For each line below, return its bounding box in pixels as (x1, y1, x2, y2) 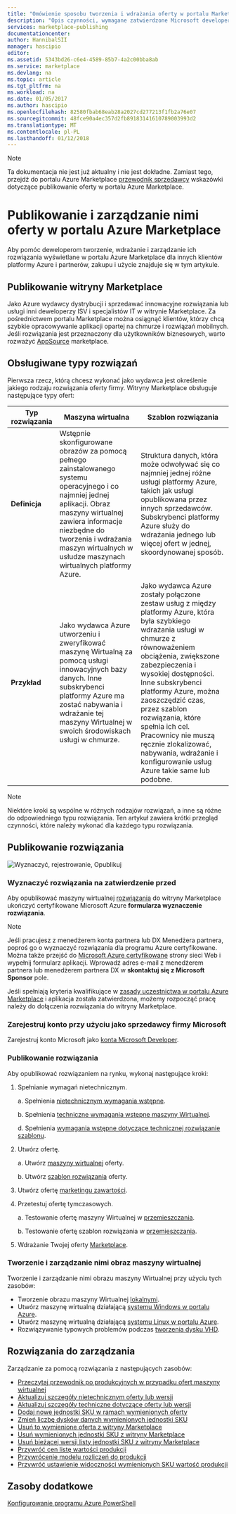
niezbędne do (59, 525, 105, 535)
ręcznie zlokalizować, (140, 739, 212, 749)
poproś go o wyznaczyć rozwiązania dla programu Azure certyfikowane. (7, 943, 218, 951)
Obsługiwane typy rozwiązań (7, 357, 138, 370)
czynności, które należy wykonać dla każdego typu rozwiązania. (7, 821, 194, 830)
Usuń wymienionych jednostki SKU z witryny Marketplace (17, 1430, 185, 1439)
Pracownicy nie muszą (140, 730, 216, 740)
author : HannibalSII (7, 37, 68, 44)
